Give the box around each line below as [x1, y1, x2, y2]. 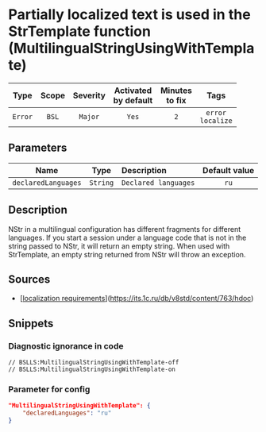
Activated [114, 85, 152, 96]
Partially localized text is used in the [8, 6, 252, 24]
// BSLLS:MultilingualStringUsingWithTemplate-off [8, 359, 179, 367]
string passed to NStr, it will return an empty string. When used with [8, 241, 230, 251]
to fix [166, 94, 187, 106]
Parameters [8, 141, 67, 155]
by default [113, 94, 153, 106]
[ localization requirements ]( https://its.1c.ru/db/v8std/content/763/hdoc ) [19, 294, 254, 303]
